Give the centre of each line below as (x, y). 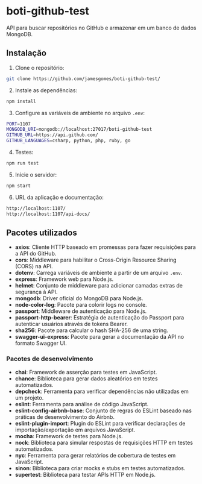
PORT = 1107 (19, 124)
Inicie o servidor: (36, 174)
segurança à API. (36, 292)
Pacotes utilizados (42, 232)
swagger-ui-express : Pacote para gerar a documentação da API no (99, 337)
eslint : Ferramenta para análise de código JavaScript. (82, 404)
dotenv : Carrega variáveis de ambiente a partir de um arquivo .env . (99, 273)
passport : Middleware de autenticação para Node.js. (81, 311)
